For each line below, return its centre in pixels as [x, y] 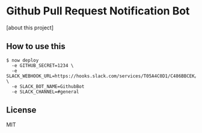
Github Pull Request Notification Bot [98, 11]
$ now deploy [23, 60]
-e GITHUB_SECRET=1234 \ [43, 65]
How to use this [36, 46]
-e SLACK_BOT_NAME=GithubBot [48, 86]
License [21, 110]
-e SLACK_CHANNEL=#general [45, 92]
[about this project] [30, 28]
